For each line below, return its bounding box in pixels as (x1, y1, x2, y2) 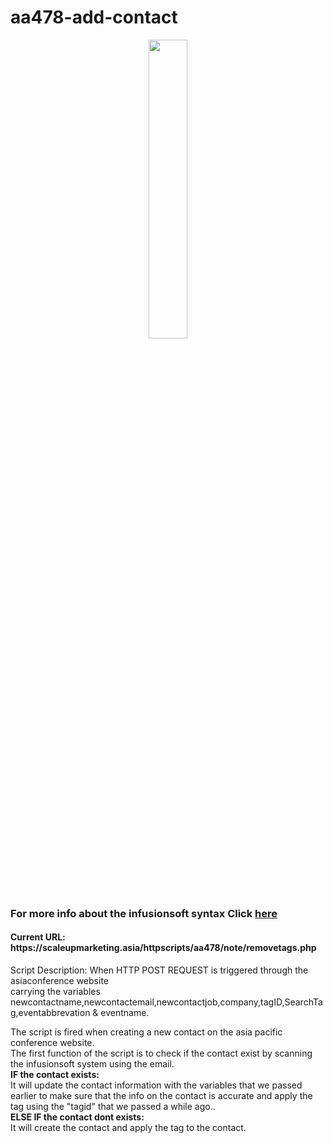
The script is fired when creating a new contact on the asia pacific (10, 1026, 283, 1038)
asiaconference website (10, 975, 109, 987)
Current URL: (10, 931, 66, 943)
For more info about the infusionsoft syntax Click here (10, 906, 278, 920)
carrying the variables (10, 986, 101, 998)
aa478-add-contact (10, 6, 178, 29)
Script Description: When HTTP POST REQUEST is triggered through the (10, 964, 309, 976)
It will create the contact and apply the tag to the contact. (10, 1122, 247, 1134)
